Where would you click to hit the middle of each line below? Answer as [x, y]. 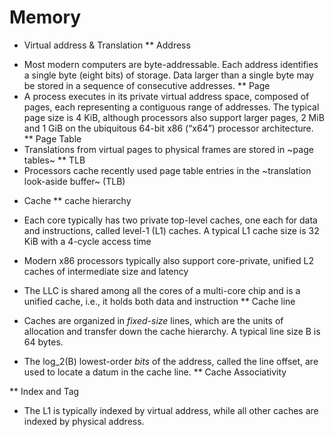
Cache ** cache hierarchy [77, 200]
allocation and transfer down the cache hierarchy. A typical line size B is [172, 331]
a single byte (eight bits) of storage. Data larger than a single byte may [169, 75]
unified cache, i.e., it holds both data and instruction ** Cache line [159, 301]
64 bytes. [43, 342]
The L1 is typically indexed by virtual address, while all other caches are [171, 410]
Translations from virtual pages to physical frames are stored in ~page [168, 149]
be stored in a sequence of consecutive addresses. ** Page [147, 85]
